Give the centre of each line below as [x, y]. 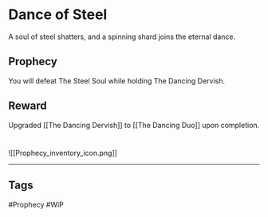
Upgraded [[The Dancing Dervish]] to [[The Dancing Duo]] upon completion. [134, 125]
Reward [28, 106]
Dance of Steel [58, 15]
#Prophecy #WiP [36, 204]
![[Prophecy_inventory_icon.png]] [63, 153]
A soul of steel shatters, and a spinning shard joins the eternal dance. [122, 37]
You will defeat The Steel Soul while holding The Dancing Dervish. [117, 80]
